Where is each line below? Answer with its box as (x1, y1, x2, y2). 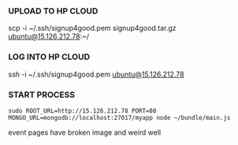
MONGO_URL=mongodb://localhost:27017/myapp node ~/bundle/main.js (8, 113, 231, 121)
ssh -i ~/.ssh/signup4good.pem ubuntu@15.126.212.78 (8, 69, 184, 79)
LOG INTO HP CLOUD (8, 51, 91, 62)
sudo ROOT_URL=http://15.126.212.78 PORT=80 (8, 106, 157, 115)
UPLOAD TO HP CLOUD (8, 6, 99, 17)
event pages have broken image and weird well (8, 128, 162, 137)
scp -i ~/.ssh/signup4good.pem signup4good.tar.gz (8, 24, 177, 33)
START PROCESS (8, 89, 76, 100)
